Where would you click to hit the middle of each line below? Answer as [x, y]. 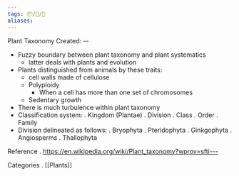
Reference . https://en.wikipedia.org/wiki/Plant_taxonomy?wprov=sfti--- [113, 151]
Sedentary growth [55, 99]
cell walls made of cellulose [69, 77]
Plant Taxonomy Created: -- [48, 40]
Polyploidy [44, 84]
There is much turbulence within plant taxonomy [89, 107]
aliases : [20, 21]
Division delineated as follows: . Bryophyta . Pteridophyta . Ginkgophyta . [124, 130]
